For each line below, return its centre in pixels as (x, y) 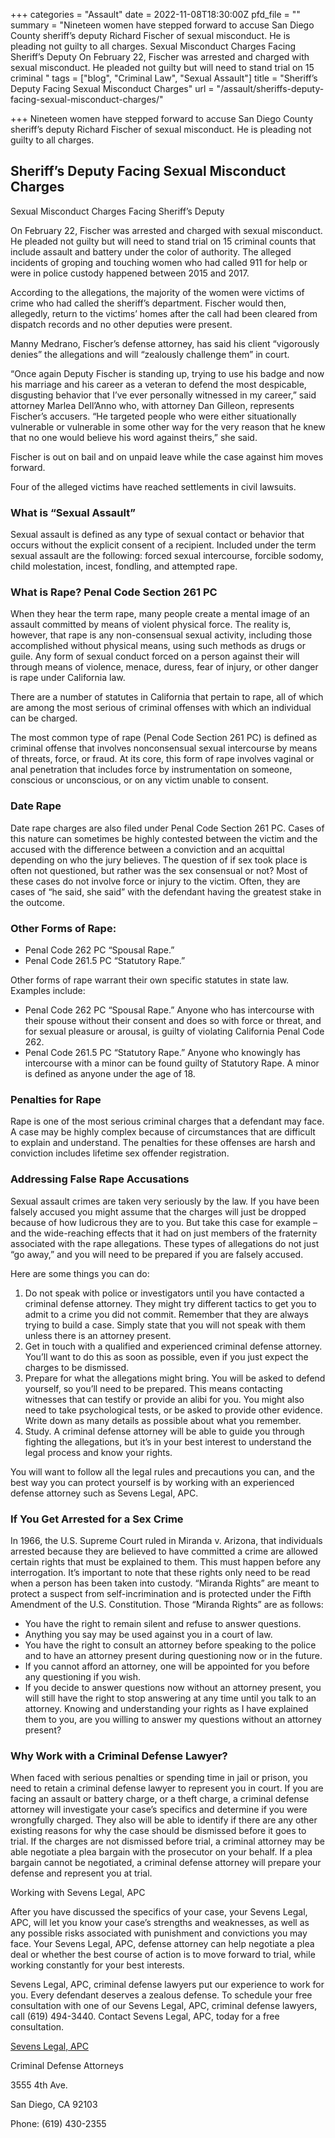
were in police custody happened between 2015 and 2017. (130, 273)
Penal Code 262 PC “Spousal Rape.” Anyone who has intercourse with (169, 1010)
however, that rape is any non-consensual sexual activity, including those (161, 635)
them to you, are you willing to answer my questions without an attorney (173, 1719)
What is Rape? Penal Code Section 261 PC (114, 592)
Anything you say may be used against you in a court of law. (148, 1634)
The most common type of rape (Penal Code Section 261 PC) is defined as (164, 738)
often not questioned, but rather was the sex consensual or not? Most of (159, 870)
